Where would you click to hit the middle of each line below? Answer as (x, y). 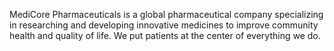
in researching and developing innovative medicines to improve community (164, 25)
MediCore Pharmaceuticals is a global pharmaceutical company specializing (166, 14)
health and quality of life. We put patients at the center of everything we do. (165, 35)
